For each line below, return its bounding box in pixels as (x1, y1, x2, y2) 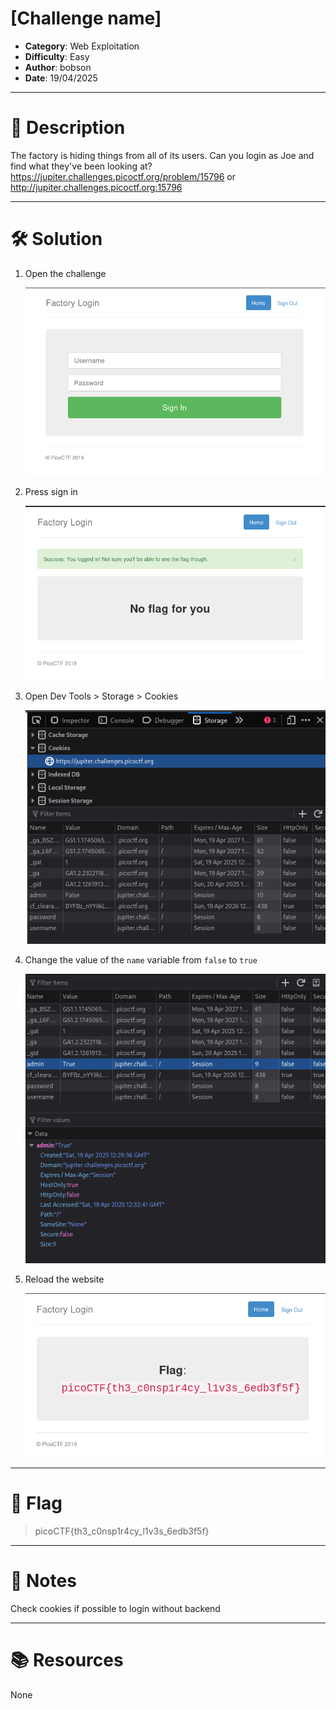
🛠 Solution (10, 228, 103, 251)
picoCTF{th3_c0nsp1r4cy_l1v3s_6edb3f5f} (34, 1525, 210, 1537)
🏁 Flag (10, 1492, 63, 1515)
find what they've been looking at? (10, 160, 153, 172)
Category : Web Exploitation (24, 40, 140, 52)
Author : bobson (24, 61, 92, 73)
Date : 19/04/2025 (24, 72, 98, 84)
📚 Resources (10, 1649, 124, 1672)
